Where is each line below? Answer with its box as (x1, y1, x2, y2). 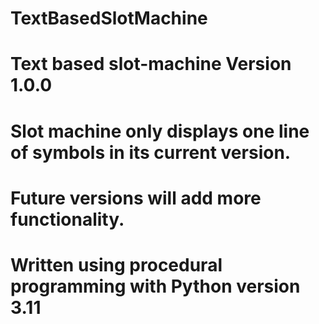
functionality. (10, 208, 125, 231)
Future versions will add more (10, 187, 262, 209)
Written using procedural (10, 253, 223, 276)
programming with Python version (10, 275, 301, 297)
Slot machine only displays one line (10, 120, 310, 142)
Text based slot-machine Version (10, 53, 292, 76)
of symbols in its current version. (10, 141, 292, 164)
